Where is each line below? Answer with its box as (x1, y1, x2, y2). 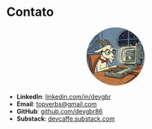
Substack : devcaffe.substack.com (16, 115, 115, 123)
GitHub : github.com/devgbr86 (16, 107, 103, 115)
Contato (6, 4, 55, 20)
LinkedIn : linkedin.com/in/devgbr (16, 92, 111, 101)
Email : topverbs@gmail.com (16, 99, 97, 108)
